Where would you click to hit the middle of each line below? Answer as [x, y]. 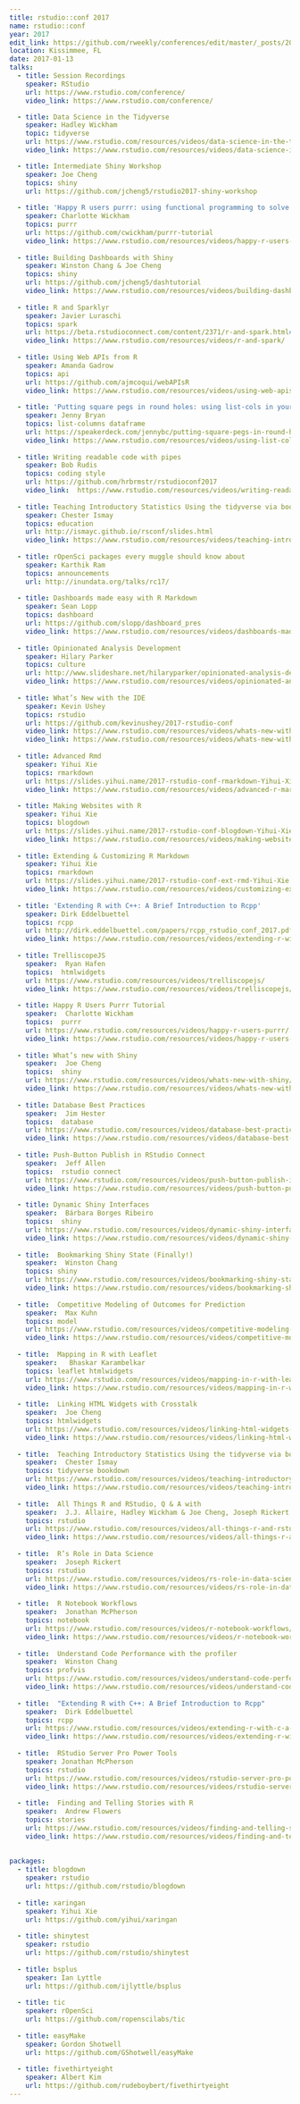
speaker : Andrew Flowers [74, 1812]
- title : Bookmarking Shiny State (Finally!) [105, 1255]
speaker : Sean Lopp [62, 607]
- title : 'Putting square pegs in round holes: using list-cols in [146, 408]
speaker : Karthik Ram [65, 565]
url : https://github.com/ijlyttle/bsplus [103, 1986]
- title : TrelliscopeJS [61, 955]
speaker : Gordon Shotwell [74, 2044]
